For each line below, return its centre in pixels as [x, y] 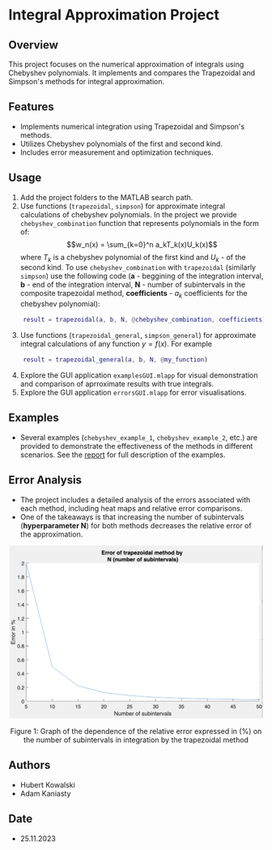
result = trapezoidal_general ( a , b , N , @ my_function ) [115, 360]
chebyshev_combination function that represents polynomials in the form [139, 223]
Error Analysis [45, 480]
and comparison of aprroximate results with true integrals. [117, 383]
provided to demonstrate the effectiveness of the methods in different [136, 446]
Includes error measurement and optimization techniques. [117, 152]
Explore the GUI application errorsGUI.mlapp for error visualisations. [133, 392]
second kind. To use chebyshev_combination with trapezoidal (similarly [138, 267]
